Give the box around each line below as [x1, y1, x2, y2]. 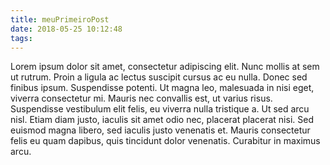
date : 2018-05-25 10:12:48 [10, 24, 123, 34]
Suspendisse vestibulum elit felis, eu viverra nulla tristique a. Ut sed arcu [10, 103, 310, 115]
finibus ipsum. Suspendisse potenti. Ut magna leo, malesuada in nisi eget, [10, 82, 315, 94]
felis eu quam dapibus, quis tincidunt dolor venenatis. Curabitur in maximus [10, 135, 321, 147]
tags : [10, 33, 33, 43]
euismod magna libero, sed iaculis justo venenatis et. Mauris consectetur [10, 124, 311, 136]
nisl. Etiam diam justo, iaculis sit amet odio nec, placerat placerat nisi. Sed [10, 114, 314, 126]
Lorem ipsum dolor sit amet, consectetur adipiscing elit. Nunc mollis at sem [10, 61, 320, 73]
